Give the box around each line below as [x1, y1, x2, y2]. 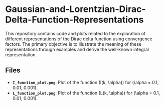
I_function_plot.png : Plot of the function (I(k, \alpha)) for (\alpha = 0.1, [12, 79, 159, 85]
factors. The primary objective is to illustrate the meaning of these [5, 41, 142, 47]
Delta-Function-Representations [5, 14, 144, 25]
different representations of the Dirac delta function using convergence [5, 36, 153, 42]
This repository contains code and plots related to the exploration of [5, 30, 146, 36]
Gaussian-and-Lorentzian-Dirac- [5, 3, 146, 15]
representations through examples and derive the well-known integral [5, 46, 149, 52]
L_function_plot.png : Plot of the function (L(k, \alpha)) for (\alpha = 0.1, [12, 90, 160, 96]
